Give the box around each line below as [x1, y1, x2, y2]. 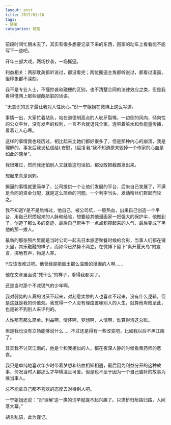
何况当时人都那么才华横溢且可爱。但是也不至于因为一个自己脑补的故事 [14, 369, 161, 375]
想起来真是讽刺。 [5, 173, 41, 179]
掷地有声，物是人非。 [14, 250, 59, 256]
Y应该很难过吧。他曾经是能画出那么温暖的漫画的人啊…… [5, 261, 123, 267]
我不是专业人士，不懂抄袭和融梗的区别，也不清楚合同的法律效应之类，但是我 [5, 86, 166, 92]
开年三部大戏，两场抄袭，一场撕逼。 [5, 58, 81, 64]
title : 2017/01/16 [5, 12, 44, 17]
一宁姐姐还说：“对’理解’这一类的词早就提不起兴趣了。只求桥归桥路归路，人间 [5, 397, 166, 403]
